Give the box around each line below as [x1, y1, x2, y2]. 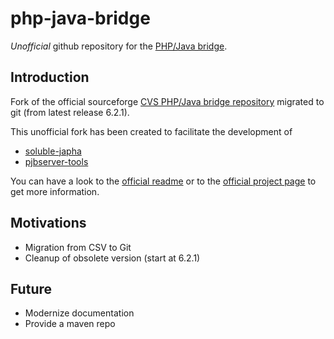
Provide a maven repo [24, 318, 116, 330]
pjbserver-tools [24, 155, 89, 167]
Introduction [10, 69, 90, 86]
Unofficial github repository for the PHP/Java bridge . [10, 40, 228, 52]
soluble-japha [24, 145, 82, 157]
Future [10, 280, 53, 297]
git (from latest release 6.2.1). [10, 106, 130, 118]
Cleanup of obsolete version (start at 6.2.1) [24, 252, 201, 264]
